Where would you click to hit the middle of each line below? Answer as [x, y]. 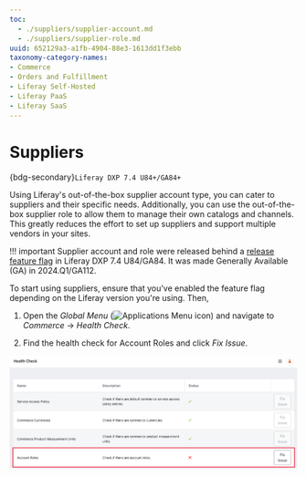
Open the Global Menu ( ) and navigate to [148, 316]
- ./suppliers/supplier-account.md [85, 29]
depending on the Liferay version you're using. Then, [109, 298]
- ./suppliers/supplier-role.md [79, 38]
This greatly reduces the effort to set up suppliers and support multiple [143, 224]
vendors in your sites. [50, 233]
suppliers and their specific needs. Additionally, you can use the [130, 204]
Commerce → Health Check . [76, 326]
